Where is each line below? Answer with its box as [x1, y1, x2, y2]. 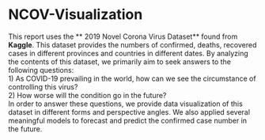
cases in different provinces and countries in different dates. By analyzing [8, 48, 248, 58]
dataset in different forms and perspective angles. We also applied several [8, 107, 251, 116]
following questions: [8, 65, 74, 74]
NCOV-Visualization [8, 6, 143, 24]
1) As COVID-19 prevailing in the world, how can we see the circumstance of [8, 74, 256, 83]
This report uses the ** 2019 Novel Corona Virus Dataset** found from [8, 32, 238, 41]
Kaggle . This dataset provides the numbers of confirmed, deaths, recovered [8, 40, 257, 49]
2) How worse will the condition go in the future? [8, 90, 167, 100]
